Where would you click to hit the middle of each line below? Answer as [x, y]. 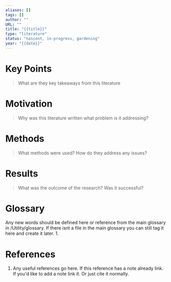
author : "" [17, 19]
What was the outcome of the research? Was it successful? [81, 188]
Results [22, 174]
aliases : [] [18, 10]
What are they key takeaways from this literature [69, 83]
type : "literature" [26, 34]
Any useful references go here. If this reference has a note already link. [88, 268]
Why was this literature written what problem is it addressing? [83, 118]
